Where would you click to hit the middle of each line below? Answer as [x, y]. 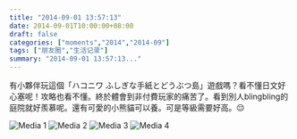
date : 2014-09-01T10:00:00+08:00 [72, 26]
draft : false [34, 34]
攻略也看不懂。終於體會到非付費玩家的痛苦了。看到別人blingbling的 [164, 96]
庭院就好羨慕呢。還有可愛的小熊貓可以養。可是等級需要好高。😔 [127, 107]
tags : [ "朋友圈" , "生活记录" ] [59, 51]
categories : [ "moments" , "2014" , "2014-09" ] [89, 42]
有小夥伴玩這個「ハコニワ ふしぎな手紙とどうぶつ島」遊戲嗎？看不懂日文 [144, 85]
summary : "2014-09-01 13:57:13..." [76, 59]
